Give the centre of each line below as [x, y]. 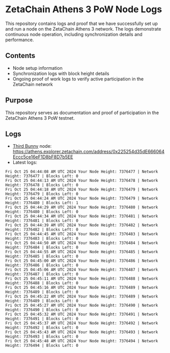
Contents [20, 56]
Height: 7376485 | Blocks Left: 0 [42, 256]
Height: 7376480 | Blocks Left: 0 [42, 212]
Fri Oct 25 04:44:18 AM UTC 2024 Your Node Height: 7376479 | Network [82, 189]
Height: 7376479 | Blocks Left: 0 [42, 194]
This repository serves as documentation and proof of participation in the [82, 113]
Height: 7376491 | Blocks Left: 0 [42, 319]
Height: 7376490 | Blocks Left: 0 [42, 310]
